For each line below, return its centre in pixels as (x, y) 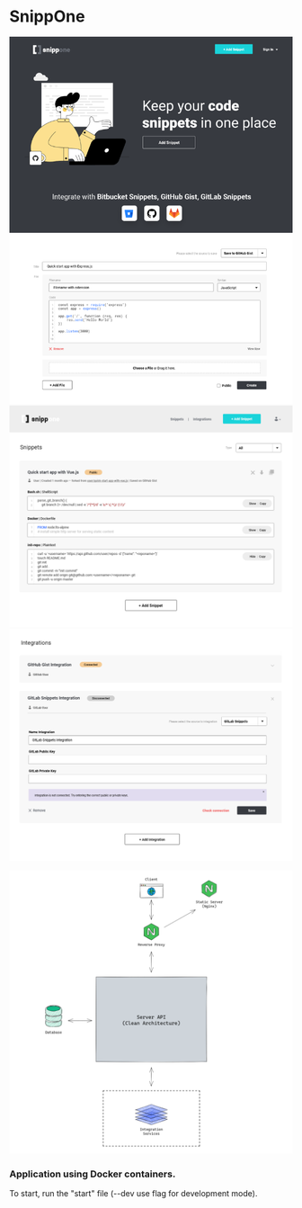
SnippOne (47, 17)
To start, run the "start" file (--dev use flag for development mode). (133, 1194)
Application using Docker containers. (93, 1174)
